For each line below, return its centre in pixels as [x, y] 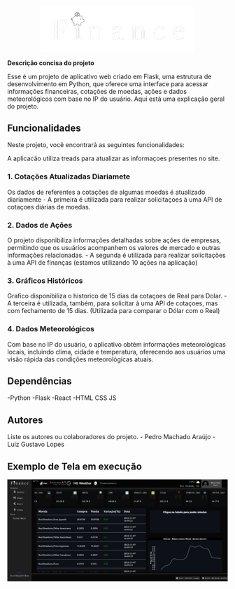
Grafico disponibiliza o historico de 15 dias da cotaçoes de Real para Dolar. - [117, 296]
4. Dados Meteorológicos [51, 329]
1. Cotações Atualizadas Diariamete [69, 176]
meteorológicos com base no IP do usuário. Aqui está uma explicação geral [116, 99]
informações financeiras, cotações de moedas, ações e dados [97, 91]
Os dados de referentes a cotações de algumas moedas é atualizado [106, 192]
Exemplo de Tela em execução [74, 466]
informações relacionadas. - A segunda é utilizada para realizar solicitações [116, 255]
